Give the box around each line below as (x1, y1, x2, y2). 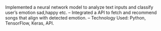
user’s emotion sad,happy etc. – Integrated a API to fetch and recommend (5, 9, 157, 15)
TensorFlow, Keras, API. (5, 20, 54, 26)
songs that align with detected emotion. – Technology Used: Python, (5, 15, 146, 20)
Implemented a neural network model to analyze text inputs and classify (5, 4, 153, 10)
